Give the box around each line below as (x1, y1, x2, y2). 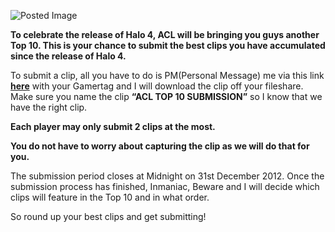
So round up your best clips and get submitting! (10, 211, 207, 222)
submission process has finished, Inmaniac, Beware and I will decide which (10, 181, 320, 192)
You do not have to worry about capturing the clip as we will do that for (10, 140, 310, 152)
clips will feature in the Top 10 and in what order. (10, 191, 210, 203)
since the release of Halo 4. (10, 50, 127, 62)
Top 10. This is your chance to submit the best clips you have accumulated (10, 40, 326, 51)
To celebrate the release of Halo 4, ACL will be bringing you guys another (10, 29, 320, 40)
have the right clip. (10, 101, 88, 113)
